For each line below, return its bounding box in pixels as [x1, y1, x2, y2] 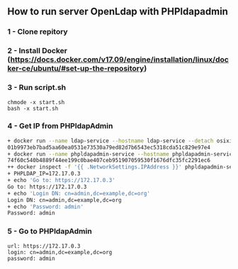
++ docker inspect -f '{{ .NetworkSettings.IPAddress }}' [7, 164, 182, 171]
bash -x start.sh [7, 105, 59, 112]
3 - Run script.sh [7, 83, 67, 93]
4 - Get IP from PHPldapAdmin [7, 121, 113, 131]
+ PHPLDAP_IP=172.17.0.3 [7, 170, 81, 178]
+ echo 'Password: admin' [7, 203, 84, 210]
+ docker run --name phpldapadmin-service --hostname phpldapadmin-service [7, 150, 236, 158]
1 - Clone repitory [7, 27, 69, 37]
